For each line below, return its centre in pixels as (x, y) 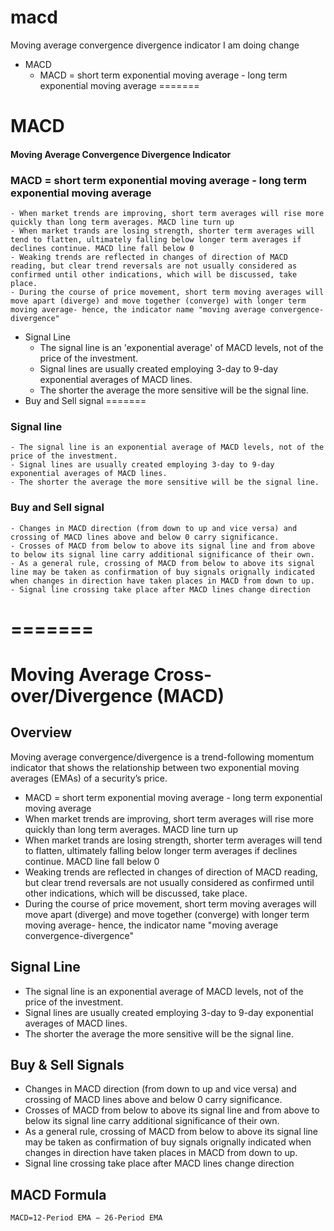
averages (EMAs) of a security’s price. (89, 778)
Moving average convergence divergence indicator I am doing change (155, 45)
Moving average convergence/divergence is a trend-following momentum (162, 757)
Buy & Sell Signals (67, 1065)
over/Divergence (81, 695)
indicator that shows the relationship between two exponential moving (155, 767)
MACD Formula (58, 1194)
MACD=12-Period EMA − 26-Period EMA (86, 1218)
